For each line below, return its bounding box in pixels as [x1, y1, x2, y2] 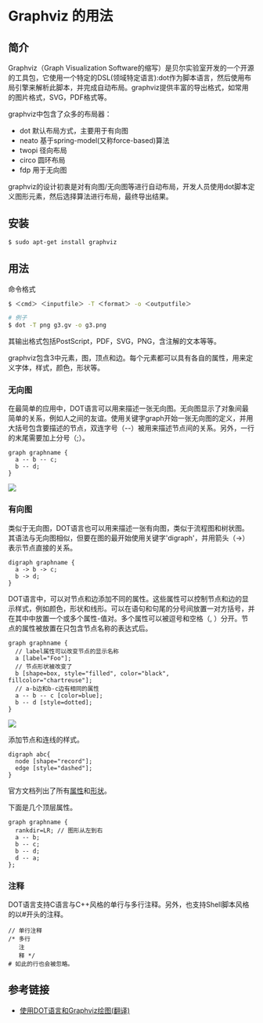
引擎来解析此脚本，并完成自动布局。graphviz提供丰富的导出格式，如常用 [14, 83, 249, 92]
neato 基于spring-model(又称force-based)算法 [19, 136, 170, 145]
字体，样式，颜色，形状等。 [14, 363, 104, 373]
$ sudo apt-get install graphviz [8, 238, 117, 246]
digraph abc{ [8, 751, 51, 758]
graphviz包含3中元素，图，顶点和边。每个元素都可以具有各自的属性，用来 [8, 353, 247, 363]
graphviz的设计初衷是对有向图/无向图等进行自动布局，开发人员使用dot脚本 [8, 182, 248, 191]
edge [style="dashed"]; [15, 764, 92, 772]
